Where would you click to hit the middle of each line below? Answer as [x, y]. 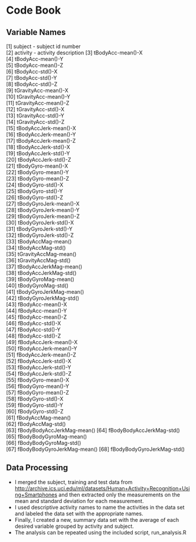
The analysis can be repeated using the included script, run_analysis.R [100, 532]
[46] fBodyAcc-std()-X [34, 323]
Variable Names [36, 32]
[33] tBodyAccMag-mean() [39, 241]
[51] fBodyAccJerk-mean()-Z [41, 355]
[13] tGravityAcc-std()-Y [35, 116]
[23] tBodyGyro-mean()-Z [38, 179]
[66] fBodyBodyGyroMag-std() [44, 443]
